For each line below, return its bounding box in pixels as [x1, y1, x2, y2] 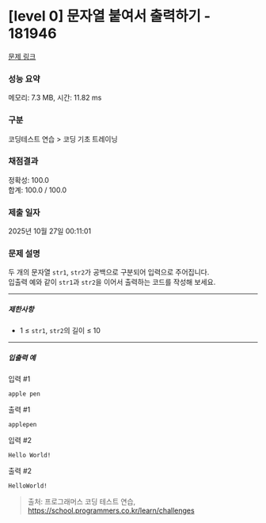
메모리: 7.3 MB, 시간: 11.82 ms [8, 93, 102, 103]
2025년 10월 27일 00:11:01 [8, 226, 92, 236]
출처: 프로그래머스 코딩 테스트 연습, [27, 497, 136, 506]
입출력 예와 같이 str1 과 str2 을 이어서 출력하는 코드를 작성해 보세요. [8, 278, 216, 287]
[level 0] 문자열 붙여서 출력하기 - [8, 7, 211, 25]
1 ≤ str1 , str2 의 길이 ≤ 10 [19, 326, 101, 335]
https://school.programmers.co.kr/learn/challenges [27, 506, 196, 515]
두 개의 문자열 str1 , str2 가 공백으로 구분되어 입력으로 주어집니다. [8, 267, 210, 277]
